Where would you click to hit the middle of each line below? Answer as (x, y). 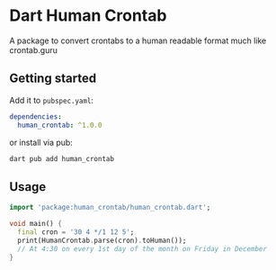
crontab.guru (34, 49)
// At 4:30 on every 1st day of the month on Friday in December (142, 248)
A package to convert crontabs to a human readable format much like (138, 40)
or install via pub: (41, 142)
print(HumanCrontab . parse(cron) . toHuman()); (102, 240)
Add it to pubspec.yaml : (52, 100)
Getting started (53, 79)
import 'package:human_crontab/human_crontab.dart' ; (110, 208)
